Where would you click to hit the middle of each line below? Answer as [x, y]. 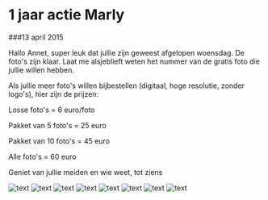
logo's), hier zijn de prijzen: [54, 94]
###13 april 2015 [36, 37]
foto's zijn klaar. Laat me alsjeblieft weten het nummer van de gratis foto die [134, 61]
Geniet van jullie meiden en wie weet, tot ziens [86, 172]
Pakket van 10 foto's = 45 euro [59, 141]
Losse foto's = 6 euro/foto [52, 110]
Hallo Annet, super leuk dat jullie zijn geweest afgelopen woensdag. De [126, 52]
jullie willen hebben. [41, 69]
